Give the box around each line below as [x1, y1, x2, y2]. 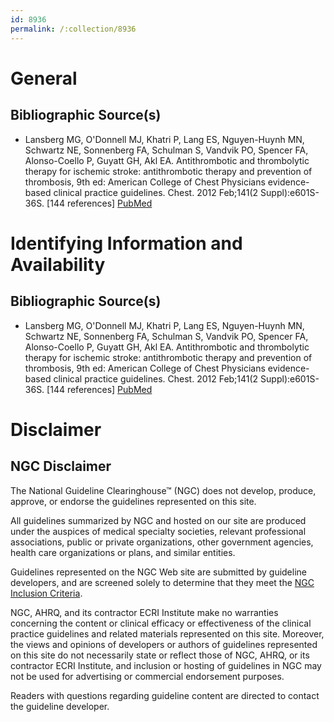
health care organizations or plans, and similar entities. [10, 546, 236, 558]
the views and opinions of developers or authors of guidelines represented [10, 638, 318, 650]
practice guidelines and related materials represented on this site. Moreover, [10, 627, 325, 640]
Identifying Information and [10, 232, 243, 255]
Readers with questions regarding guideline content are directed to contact [10, 689, 320, 701]
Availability [10, 253, 106, 276]
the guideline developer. [10, 700, 110, 712]
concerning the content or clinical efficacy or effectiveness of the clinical [10, 617, 312, 629]
